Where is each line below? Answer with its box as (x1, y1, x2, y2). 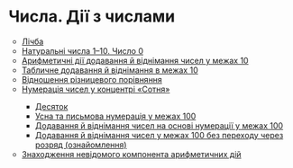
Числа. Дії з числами (8, 6, 176, 27)
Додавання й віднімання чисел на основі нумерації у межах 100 (34, 119, 284, 131)
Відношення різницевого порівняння (21, 74, 163, 84)
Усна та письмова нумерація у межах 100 (34, 111, 197, 121)
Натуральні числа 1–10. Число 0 (21, 45, 144, 56)
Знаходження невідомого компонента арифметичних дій (21, 148, 242, 159)
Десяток (34, 101, 69, 111)
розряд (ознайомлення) (34, 139, 127, 150)
